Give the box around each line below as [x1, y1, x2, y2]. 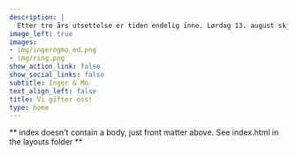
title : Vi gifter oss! [9, 94, 93, 104]
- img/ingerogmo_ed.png [9, 46, 97, 55]
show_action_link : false [9, 63, 101, 71]
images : [9, 37, 38, 47]
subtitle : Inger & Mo [9, 78, 89, 87]
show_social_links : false [9, 71, 104, 79]
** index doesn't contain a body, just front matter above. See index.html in [9, 127, 279, 137]
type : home [9, 103, 49, 112]
